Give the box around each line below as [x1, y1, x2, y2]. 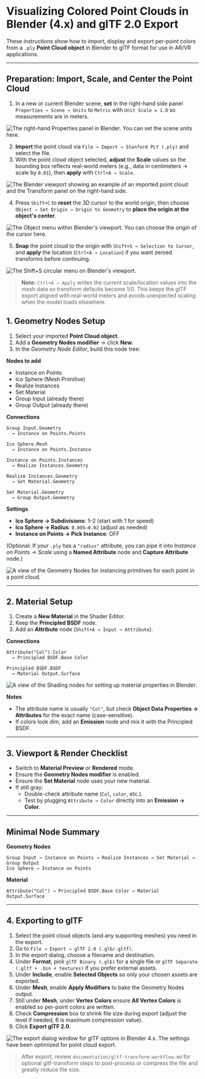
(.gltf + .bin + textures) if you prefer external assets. [15, 964, 157, 971]
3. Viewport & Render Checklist [6, 748, 128, 758]
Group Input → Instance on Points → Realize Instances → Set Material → [6, 855, 195, 861]
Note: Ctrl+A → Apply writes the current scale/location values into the [21, 279, 197, 286]
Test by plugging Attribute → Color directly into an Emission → [24, 797, 185, 804]
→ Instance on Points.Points [12, 430, 86, 436]
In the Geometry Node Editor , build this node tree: [15, 345, 140, 353]
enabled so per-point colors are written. [15, 1003, 116, 1011]
